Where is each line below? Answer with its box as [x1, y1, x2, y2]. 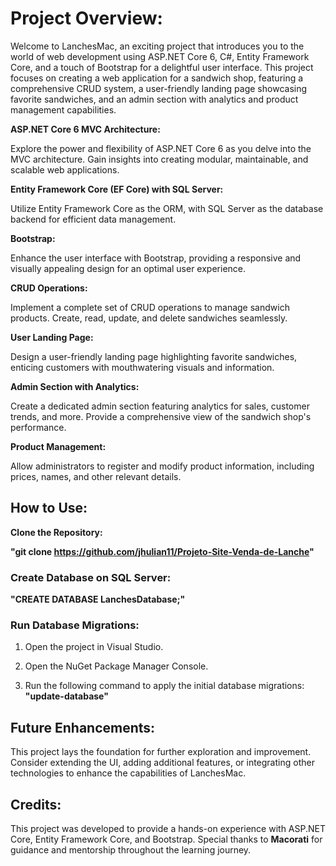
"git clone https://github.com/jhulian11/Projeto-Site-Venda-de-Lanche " [10, 545, 315, 557]
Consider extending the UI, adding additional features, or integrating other [10, 757, 315, 769]
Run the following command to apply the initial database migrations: [24, 680, 305, 692]
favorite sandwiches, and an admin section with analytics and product [10, 93, 299, 105]
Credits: [10, 796, 62, 813]
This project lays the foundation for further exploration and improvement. [10, 746, 312, 758]
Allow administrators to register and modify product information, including [10, 460, 315, 472]
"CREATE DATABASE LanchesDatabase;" [10, 593, 186, 606]
